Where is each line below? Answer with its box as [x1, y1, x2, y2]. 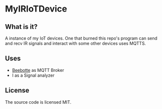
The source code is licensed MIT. [5, 99, 72, 105]
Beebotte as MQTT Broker [12, 67, 64, 73]
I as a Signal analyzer [12, 72, 55, 78]
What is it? [5, 23, 38, 31]
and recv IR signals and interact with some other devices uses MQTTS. [5, 41, 146, 46]
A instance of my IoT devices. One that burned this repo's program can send [5, 35, 158, 41]
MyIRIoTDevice [5, 3, 68, 14]
